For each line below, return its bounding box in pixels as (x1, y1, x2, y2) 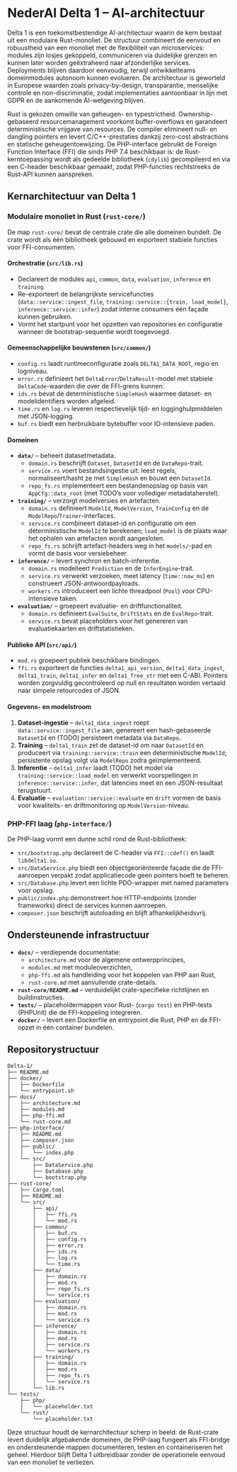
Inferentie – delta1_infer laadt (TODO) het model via (17, 763, 173, 772)
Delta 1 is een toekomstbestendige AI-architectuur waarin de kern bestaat (7, 28, 222, 37)
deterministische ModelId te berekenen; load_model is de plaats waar (28, 527, 228, 535)
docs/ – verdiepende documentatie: (17, 948, 121, 956)
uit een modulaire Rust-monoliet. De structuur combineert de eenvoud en (7, 35, 221, 44)
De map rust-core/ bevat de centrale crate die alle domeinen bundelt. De (7, 228, 221, 236)
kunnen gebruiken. (17, 312, 73, 321)
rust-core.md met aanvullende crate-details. (28, 978, 157, 987)
